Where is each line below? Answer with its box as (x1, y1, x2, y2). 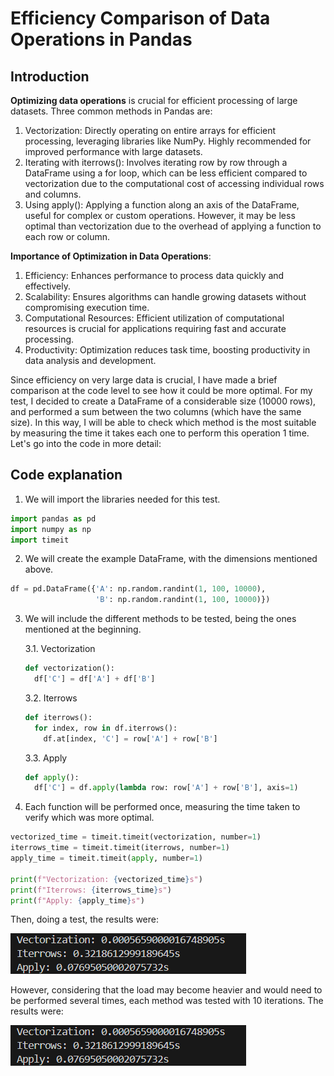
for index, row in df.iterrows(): (34, 723, 178, 733)
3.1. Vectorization (24, 643, 96, 655)
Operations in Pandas (10, 28, 193, 51)
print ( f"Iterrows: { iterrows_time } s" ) (10, 885, 172, 895)
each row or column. (24, 231, 110, 242)
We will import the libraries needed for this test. (24, 493, 221, 505)
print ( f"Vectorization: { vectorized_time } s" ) (10, 874, 203, 884)
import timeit (10, 535, 70, 545)
